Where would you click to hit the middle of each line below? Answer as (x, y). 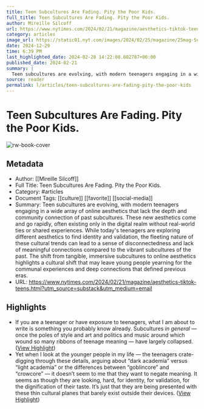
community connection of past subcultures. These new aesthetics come (105, 217)
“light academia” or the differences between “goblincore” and (92, 367)
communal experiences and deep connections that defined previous (100, 269)
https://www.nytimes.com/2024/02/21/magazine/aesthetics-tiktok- (113, 282)
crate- (186, 354)
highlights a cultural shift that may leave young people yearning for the (104, 262)
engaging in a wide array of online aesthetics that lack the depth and (101, 211)
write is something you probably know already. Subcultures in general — (106, 328)
